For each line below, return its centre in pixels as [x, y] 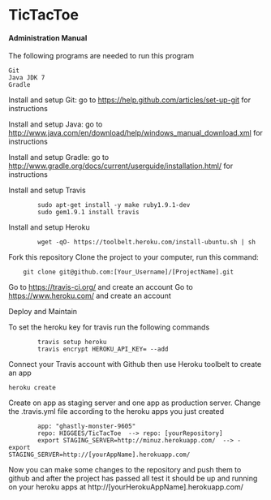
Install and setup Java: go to [56, 124]
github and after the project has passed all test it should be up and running [133, 478]
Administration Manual [48, 37]
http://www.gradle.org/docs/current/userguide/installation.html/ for [121, 166]
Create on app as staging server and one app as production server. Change [135, 403]
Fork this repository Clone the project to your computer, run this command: [134, 257]
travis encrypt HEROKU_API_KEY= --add [103, 349]
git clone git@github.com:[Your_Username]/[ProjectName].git [128, 272]
